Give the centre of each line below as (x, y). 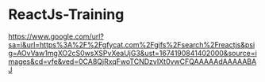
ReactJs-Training (66, 15)
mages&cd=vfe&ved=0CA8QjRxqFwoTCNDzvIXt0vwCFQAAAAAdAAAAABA (132, 61)
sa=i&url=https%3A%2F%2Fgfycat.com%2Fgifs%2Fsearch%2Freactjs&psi (132, 44)
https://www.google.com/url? (56, 36)
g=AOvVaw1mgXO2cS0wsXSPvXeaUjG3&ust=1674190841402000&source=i (133, 53)
